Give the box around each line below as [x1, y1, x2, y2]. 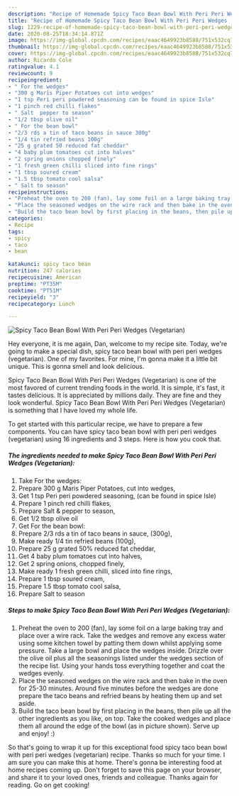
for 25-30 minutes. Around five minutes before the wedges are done [18, 684, 218, 692]
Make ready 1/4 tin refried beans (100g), [18, 537, 136, 546]
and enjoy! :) [18, 729, 55, 738]
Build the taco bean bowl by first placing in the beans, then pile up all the [18, 707, 231, 715]
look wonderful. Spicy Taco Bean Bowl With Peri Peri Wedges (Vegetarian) [8, 399, 226, 407]
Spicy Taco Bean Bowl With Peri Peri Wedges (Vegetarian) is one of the [8, 376, 217, 385]
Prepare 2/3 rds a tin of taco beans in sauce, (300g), [18, 529, 172, 538]
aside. [18, 700, 37, 708]
